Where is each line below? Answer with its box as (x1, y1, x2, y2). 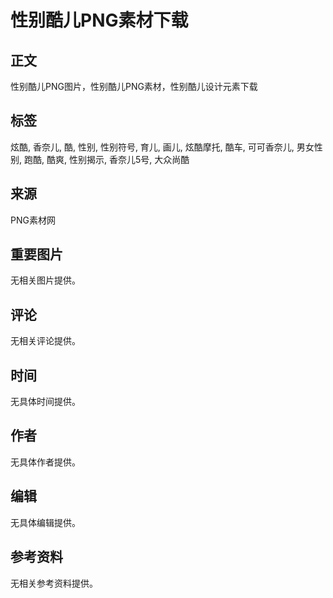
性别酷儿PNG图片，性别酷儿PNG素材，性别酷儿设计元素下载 (10, 81, 258, 92)
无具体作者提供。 (10, 456, 81, 468)
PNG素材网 (10, 214, 56, 226)
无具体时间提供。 (10, 396, 81, 408)
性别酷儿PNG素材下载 (10, 9, 189, 32)
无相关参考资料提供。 (10, 577, 98, 589)
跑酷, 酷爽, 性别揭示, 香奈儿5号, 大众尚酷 (23, 153, 190, 165)
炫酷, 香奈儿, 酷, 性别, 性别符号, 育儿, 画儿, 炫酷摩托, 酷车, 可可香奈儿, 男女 (10, 141, 315, 153)
